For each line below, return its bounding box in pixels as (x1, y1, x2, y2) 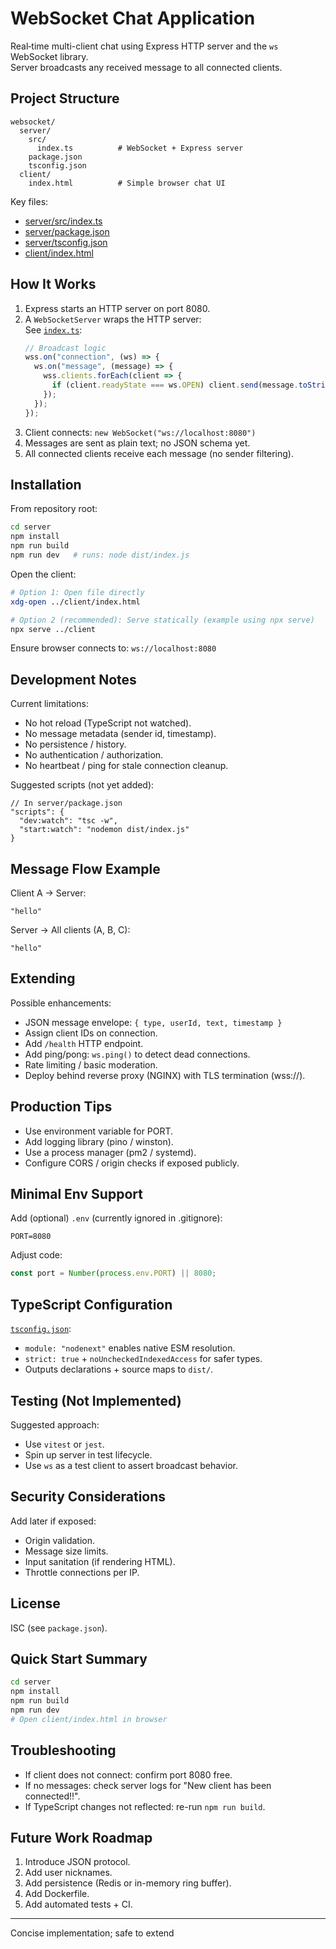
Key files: (10, 195, 49, 207)
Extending (10, 970, 76, 987)
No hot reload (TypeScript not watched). (24, 717, 192, 729)
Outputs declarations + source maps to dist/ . (24, 1363, 214, 1376)
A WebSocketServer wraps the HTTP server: (24, 313, 202, 325)
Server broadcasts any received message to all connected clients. (10, 61, 283, 73)
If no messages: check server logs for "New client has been (24, 1779, 272, 1791)
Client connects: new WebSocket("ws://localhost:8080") (24, 426, 257, 438)
